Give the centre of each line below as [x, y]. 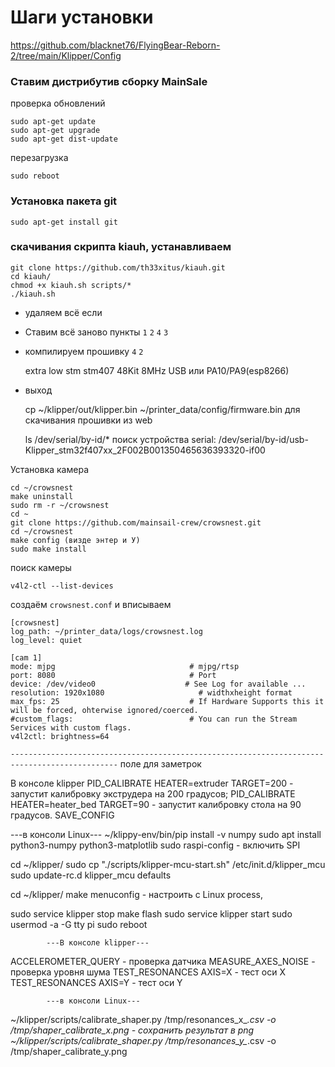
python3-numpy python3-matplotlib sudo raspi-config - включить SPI [155, 845]
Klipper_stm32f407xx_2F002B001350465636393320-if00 [145, 450]
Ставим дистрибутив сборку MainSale [109, 81]
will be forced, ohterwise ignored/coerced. [104, 710]
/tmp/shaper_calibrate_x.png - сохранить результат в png [132, 1030]
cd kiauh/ [31, 276]
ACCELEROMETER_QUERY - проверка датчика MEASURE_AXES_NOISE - [163, 961]
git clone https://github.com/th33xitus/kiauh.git [118, 267]
